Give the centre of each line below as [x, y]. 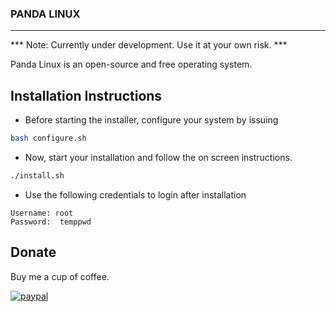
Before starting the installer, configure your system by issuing [151, 120]
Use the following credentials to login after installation [135, 194]
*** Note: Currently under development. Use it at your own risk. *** [149, 45]
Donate [33, 252]
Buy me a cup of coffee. [60, 276]
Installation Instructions [86, 95]
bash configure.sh [48, 138]
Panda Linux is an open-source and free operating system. [131, 64]
